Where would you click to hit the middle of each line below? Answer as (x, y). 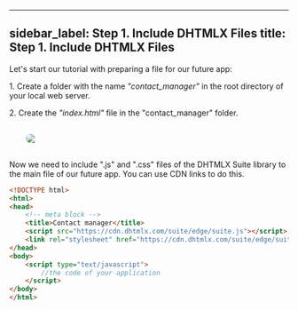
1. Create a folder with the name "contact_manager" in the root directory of (146, 86)
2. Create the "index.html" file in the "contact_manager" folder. (124, 113)
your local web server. (50, 95)
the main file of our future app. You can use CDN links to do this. (127, 173)
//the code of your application (101, 273)
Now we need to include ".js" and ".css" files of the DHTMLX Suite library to (148, 164)
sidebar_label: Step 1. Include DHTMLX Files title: (148, 33)
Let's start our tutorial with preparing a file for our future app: (121, 68)
